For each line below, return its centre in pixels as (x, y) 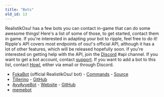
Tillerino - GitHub (30, 79)
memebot (22, 90)
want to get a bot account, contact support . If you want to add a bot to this (81, 59)
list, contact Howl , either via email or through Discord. (59, 65)
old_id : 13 (16, 14)
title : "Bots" (20, 10)
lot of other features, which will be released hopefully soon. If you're (74, 49)
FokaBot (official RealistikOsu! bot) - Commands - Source (70, 74)
